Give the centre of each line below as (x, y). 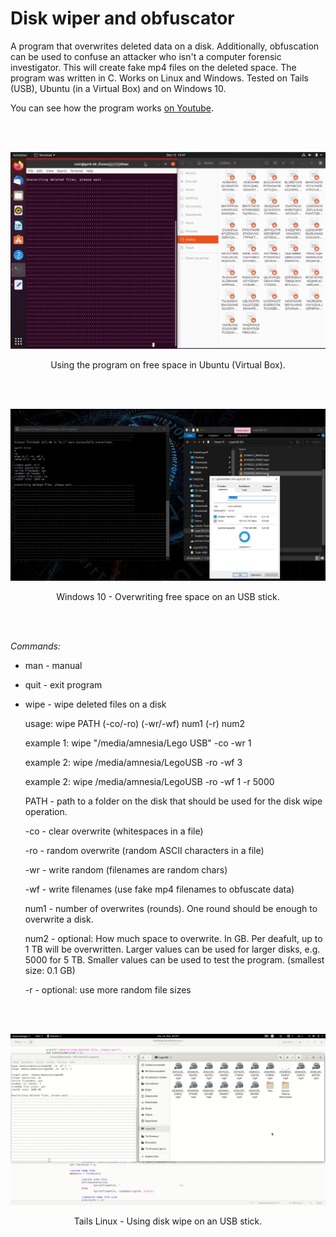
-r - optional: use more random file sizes (108, 989)
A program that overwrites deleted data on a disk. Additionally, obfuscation (165, 46)
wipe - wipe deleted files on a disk (95, 704)
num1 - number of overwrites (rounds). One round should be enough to (171, 908)
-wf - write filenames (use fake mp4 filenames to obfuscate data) (159, 889)
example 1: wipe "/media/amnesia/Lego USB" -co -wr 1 (138, 743)
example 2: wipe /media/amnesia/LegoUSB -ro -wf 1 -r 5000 (149, 781)
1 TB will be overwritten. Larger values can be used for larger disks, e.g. (172, 949)
